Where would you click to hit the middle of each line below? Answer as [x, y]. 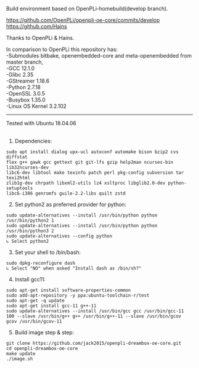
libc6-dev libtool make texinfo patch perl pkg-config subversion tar [95, 173]
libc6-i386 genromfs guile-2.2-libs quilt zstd [66, 193]
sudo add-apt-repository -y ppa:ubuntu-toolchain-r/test [78, 296]
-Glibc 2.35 [20, 74]
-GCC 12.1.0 [20, 68]
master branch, [25, 62]
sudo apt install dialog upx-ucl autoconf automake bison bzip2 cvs [92, 152]
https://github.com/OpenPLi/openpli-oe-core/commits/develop [83, 20]
